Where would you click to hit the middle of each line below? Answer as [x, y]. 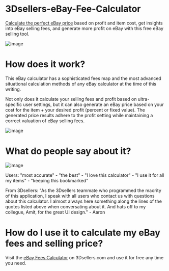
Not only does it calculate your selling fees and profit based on [71, 99]
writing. [13, 89]
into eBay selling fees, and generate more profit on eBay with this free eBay [84, 28]
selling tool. [17, 34]
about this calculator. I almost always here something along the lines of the [83, 201]
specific [14, 104]
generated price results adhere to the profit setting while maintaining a [79, 115]
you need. [16, 263]
